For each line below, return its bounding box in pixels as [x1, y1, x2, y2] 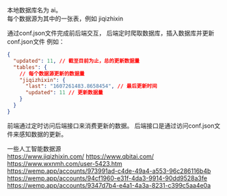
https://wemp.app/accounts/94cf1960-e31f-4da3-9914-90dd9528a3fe [7, 173, 207, 182]
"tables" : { [13, 64, 48, 70]
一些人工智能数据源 [7, 144, 62, 152]
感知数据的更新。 [18, 130, 67, 138]
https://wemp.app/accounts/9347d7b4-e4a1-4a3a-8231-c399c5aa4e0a [7, 181, 211, 189]
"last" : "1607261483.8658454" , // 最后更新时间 [25, 83, 157, 90]
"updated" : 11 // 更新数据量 [25, 89, 104, 96]
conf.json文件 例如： [7, 38, 65, 46]
